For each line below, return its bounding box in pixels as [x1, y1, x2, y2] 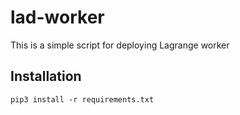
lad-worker [10, 6, 105, 29]
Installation [10, 68, 82, 85]
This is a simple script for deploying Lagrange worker [10, 39, 230, 51]
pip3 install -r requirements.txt [10, 94, 155, 105]
